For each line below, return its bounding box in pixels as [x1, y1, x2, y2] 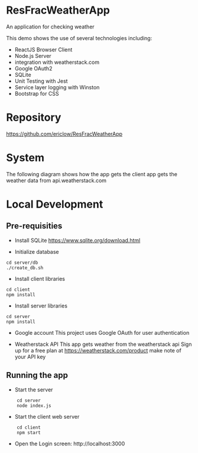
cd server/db [6, 260, 38, 266]
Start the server [14, 386, 53, 393]
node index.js [17, 403, 51, 409]
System [6, 151, 45, 164]
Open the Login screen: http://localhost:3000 [14, 440, 125, 447]
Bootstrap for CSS [14, 90, 59, 97]
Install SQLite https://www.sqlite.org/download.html [14, 237, 141, 244]
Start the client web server [14, 413, 80, 420]
